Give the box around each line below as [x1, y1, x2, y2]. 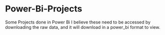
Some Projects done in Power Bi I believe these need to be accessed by [5, 19, 151, 25]
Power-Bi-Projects [5, 3, 82, 14]
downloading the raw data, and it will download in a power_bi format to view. [5, 24, 161, 30]
